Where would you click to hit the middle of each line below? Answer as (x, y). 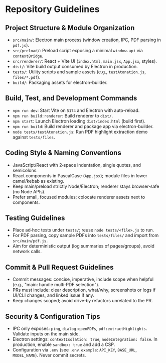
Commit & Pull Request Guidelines (59, 267)
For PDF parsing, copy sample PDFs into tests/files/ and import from (86, 235)
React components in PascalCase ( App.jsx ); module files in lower (80, 175)
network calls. (27, 252)
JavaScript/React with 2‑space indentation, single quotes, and (77, 165)
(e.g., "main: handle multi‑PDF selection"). (56, 285)
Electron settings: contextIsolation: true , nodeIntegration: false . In (85, 339)
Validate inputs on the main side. (46, 334)
